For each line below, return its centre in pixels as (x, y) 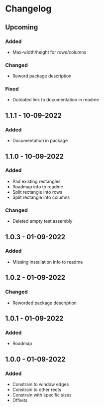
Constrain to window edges (41, 384)
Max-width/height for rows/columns (49, 52)
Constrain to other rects (37, 390)
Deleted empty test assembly (42, 221)
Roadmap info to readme (38, 187)
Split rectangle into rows (37, 192)
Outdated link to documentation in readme (56, 100)
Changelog (28, 9)
